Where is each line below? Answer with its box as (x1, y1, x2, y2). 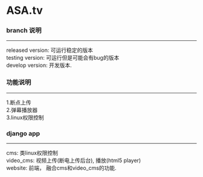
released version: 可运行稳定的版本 (6, 46, 94, 54)
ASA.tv (6, 4, 43, 17)
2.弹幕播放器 (6, 106, 38, 113)
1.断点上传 (6, 99, 31, 106)
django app (6, 129, 40, 137)
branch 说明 (6, 26, 42, 35)
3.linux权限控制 (6, 114, 44, 121)
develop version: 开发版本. (6, 61, 72, 69)
